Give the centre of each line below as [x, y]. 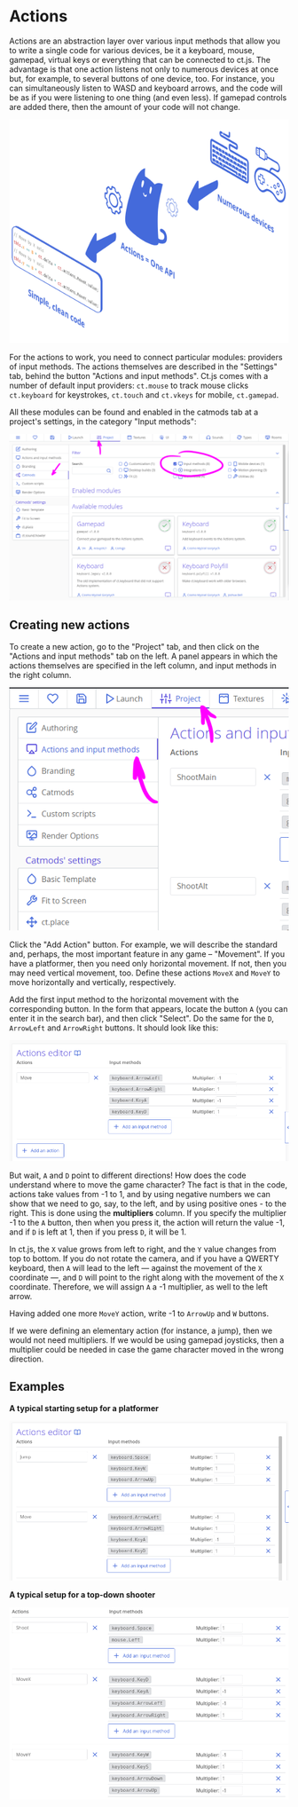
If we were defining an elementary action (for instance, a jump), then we [141, 1330]
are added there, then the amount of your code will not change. [125, 107]
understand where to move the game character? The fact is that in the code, [149, 1184]
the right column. [40, 675]
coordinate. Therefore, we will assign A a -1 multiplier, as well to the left [139, 1286]
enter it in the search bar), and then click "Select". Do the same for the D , [142, 1018]
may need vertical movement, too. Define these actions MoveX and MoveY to [145, 973]
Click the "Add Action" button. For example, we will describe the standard [143, 944]
